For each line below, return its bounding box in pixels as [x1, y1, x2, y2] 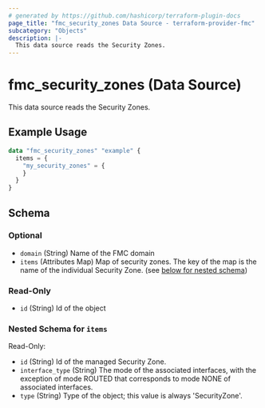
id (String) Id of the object [19, 303, 106, 313]
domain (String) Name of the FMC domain [19, 248, 156, 258]
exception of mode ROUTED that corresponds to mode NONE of [19, 374, 231, 384]
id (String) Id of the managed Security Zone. [19, 357, 167, 366]
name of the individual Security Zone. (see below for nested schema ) [19, 265, 247, 274]
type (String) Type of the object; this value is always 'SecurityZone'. [19, 391, 243, 401]
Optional [8, 230, 42, 241]
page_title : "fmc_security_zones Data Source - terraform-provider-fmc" [8, 19, 255, 27]
